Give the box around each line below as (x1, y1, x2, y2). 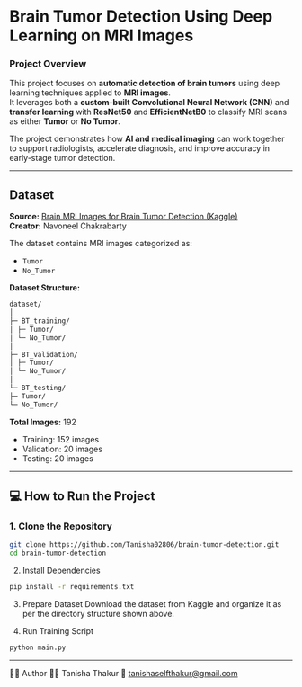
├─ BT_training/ (9, 317, 70, 326)
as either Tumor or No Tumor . (9, 116, 121, 127)
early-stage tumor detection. (9, 153, 116, 164)
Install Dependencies (22, 565, 101, 576)
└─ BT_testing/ (9, 384, 67, 393)
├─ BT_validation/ (9, 350, 78, 359)
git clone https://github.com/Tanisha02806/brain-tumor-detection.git (9, 540, 280, 549)
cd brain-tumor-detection (9, 549, 106, 558)
